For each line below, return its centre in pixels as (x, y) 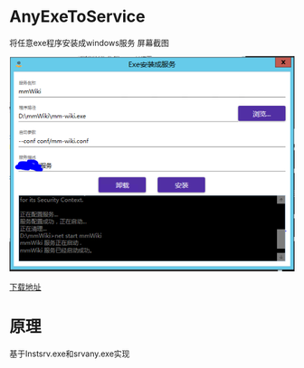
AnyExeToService (78, 17)
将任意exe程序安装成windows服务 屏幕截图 (89, 42)
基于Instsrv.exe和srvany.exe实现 (70, 354)
